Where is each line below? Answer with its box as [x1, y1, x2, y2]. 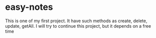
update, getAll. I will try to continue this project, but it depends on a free [5, 23, 152, 29]
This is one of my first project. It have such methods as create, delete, [5, 18, 148, 24]
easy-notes [5, 1, 53, 13]
